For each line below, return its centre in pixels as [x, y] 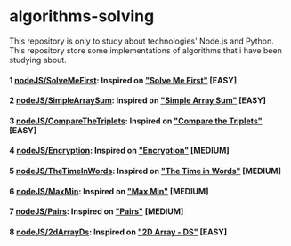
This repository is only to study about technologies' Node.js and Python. [141, 41]
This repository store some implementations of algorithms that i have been [145, 50]
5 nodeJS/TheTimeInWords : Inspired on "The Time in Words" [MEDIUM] [145, 171]
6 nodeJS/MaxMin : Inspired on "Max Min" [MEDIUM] [109, 191]
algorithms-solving [82, 16]
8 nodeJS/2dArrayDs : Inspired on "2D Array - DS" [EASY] [118, 232]
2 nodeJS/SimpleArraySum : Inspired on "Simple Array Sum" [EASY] [138, 100]
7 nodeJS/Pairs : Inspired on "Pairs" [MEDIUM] [97, 211]
